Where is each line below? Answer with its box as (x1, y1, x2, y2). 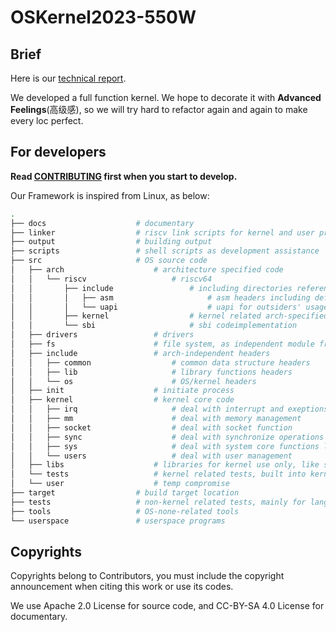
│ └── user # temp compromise (10, 479, 230, 489)
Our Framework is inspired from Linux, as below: (10, 189, 210, 201)
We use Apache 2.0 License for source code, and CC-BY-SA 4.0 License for (10, 600, 325, 612)
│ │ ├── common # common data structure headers (10, 357, 311, 368)
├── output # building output (10, 237, 213, 247)
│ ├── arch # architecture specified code (10, 265, 284, 275)
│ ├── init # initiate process (10, 386, 235, 396)
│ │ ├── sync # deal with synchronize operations (10, 432, 325, 442)
